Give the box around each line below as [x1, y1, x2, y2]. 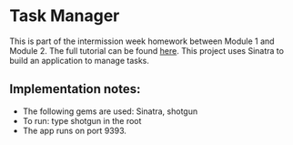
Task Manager [9, 5, 120, 26]
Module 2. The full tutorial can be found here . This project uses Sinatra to [9, 45, 285, 56]
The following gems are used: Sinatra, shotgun [22, 106, 198, 117]
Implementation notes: [9, 81, 141, 97]
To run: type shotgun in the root [22, 115, 142, 126]
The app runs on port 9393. [22, 125, 127, 136]
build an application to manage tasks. [9, 55, 150, 66]
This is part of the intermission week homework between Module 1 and [9, 36, 275, 47]
